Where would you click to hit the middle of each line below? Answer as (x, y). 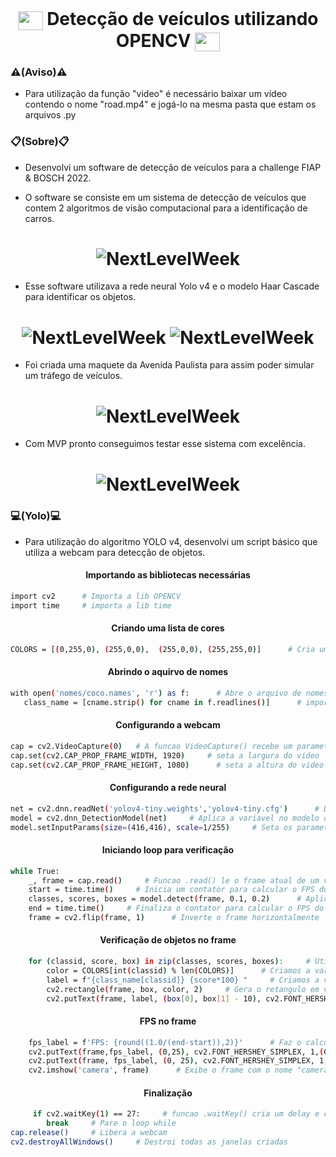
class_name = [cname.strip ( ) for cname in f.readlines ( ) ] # (162, 702)
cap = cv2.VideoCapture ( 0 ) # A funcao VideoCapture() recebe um (151, 746)
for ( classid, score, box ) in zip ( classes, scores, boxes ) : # (169, 962)
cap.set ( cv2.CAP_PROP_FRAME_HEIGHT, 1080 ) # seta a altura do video (167, 765)
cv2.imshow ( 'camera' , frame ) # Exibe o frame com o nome (160, 1070)
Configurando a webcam (168, 725)
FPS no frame (168, 1021)
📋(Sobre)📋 (40, 142)
